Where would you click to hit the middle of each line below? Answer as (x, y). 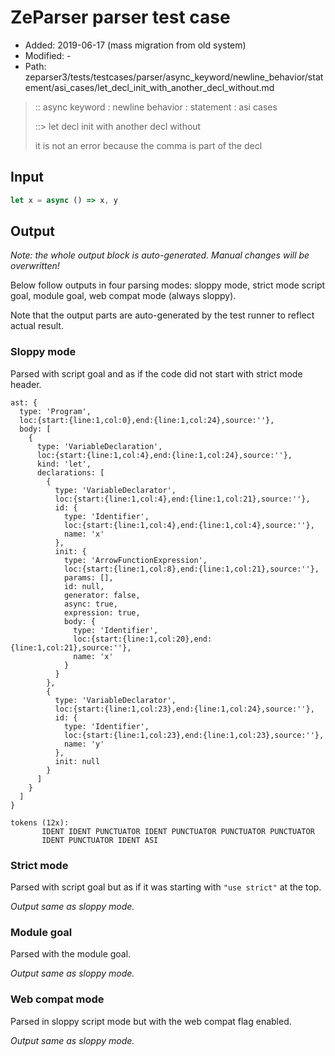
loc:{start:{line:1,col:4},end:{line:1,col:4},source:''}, (189, 525)
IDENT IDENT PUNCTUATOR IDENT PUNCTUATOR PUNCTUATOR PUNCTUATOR (178, 831)
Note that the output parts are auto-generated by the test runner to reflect (162, 315)
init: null (77, 761)
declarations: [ (70, 472)
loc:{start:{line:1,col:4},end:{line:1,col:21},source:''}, (182, 499)
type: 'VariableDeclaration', (99, 446)
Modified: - (48, 55)
